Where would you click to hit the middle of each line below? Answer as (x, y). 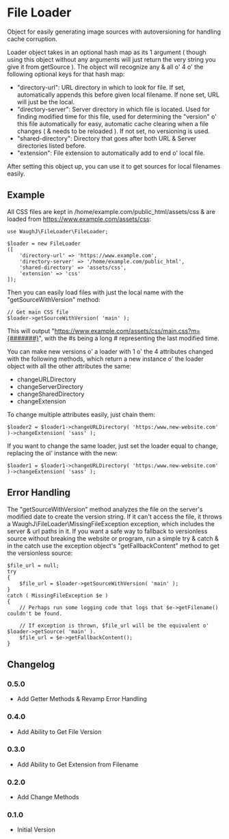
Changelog (31, 664)
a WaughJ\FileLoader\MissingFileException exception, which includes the (111, 523)
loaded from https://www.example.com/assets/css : (79, 219)
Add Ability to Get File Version (59, 731)
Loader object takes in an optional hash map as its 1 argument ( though (107, 52)
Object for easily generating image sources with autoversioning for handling (114, 32)
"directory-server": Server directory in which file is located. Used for (113, 109)
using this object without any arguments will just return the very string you (112, 59)
